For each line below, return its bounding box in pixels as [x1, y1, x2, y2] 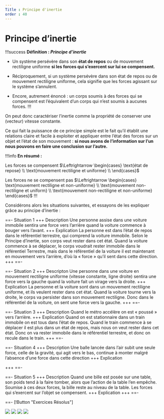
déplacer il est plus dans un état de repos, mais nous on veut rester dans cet [5, 325, 159, 331]
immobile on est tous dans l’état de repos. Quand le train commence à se [5, 319, 152, 325]
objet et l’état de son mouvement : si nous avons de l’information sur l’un [5, 138, 154, 144]
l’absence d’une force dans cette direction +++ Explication [5, 355, 123, 361]
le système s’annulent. [12, 84, 58, 90]
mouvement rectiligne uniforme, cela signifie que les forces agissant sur [12, 79, 158, 84]
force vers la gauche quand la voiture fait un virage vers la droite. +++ [5, 279, 146, 285]
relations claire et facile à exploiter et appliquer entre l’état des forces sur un [5, 133, 158, 139]
